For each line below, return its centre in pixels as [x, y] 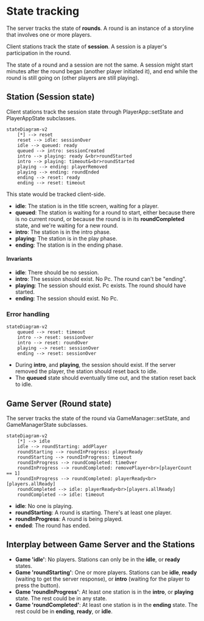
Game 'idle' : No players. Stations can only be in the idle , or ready [98, 559]
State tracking [43, 11]
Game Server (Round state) [59, 403]
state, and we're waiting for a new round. [67, 225]
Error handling [28, 314]
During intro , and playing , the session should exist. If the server [95, 365]
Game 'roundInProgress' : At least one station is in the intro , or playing [104, 592]
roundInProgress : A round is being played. [69, 519]
